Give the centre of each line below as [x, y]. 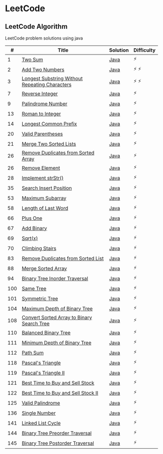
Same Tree [34, 288]
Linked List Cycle [41, 423]
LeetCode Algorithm [36, 27]
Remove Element [41, 168]
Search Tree [36, 323]
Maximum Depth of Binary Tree [57, 308]
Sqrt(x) [30, 238]
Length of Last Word [45, 208]
